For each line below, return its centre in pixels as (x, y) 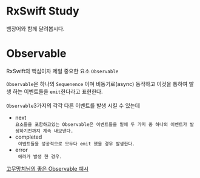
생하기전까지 (28, 131)
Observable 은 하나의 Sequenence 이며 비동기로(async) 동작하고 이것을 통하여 (97, 84)
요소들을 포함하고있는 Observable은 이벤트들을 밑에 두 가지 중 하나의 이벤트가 (101, 124)
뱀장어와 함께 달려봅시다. (35, 28)
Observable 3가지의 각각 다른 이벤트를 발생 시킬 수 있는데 (73, 105)
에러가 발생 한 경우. (40, 157)
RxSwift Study (43, 11)
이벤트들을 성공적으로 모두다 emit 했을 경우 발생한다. (76, 143)
